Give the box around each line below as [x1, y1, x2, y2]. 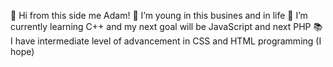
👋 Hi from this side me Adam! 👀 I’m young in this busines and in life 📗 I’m [10, 10, 308, 21]
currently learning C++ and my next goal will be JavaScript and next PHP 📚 [10, 21, 323, 32]
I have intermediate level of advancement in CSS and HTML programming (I [10, 35, 322, 47]
